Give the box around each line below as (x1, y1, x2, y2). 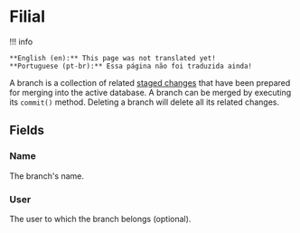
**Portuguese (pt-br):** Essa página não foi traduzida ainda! (9, 61, 253, 70)
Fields (9, 123, 45, 138)
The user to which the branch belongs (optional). (9, 213, 192, 224)
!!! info (9, 36, 33, 47)
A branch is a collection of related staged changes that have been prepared (9, 77, 291, 88)
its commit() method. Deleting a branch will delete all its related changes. (9, 97, 280, 107)
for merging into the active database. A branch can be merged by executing (9, 87, 292, 98)
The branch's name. (9, 170, 84, 182)
